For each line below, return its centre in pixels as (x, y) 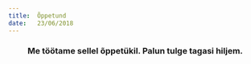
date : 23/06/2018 (41, 23)
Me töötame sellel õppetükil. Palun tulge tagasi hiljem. (135, 51)
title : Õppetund (37, 16)
